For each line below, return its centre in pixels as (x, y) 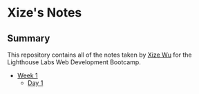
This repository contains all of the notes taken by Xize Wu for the (99, 55)
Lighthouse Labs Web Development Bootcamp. (74, 62)
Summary (29, 38)
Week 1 (27, 75)
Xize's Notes (45, 13)
